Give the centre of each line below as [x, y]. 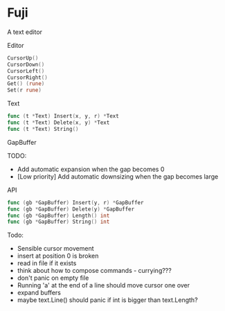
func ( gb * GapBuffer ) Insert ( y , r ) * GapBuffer [75, 202]
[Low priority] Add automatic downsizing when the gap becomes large [118, 176]
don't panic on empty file [53, 278]
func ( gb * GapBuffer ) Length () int [58, 215]
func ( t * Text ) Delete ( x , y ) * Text [58, 123]
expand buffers [39, 293]
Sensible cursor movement [56, 249]
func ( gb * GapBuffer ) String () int [58, 222]
